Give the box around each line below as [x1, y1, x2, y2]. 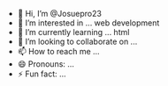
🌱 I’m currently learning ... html [17, 27, 130, 37]
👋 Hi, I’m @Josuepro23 [17, 9, 102, 18]
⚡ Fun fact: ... [17, 68, 66, 79]
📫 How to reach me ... [17, 47, 100, 56]
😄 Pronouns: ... [17, 59, 75, 69]
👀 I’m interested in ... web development [17, 18, 160, 28]
